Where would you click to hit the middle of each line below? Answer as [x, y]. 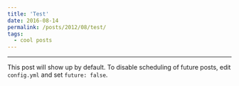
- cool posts [33, 41]
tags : [15, 34]
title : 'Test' [28, 14]
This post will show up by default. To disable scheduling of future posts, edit [119, 68]
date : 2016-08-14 [33, 21]
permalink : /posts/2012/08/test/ [57, 27]
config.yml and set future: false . [58, 75]
